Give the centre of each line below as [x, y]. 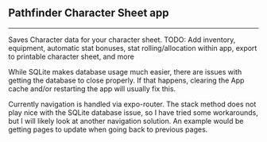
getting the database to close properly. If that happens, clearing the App [126, 80]
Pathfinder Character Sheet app [89, 13]
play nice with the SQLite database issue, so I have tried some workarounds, [133, 112]
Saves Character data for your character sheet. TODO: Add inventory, [122, 40]
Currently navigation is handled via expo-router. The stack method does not [132, 104]
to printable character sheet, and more [72, 56]
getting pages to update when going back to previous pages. [108, 129]
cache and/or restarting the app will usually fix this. [92, 88]
